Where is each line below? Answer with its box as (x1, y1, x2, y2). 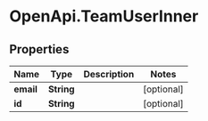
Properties (9, 42, 70, 57)
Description (83, 69, 135, 80)
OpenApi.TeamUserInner (9, 6, 199, 27)
